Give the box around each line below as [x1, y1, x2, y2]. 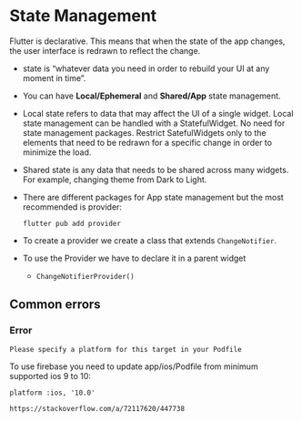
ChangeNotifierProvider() [35, 272, 135, 281]
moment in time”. [22, 72, 86, 83]
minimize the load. [22, 147, 92, 158]
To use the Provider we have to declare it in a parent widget [22, 252, 247, 263]
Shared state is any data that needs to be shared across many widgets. [22, 164, 289, 175]
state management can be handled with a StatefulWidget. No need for [22, 118, 286, 129]
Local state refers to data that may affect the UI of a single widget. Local [22, 108, 294, 118]
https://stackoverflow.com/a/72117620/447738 [9, 404, 185, 413]
